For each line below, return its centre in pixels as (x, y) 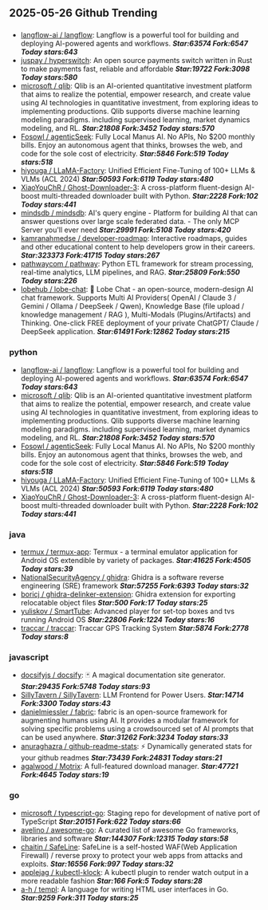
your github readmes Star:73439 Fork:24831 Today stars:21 (121, 758)
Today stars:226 (49, 281)
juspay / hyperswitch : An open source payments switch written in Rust (136, 61)
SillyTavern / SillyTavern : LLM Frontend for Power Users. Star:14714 (132, 695)
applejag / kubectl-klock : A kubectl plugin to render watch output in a (135, 872)
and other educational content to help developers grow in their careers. (138, 247)
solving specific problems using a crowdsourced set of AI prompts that (137, 729)
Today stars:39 (47, 569)
